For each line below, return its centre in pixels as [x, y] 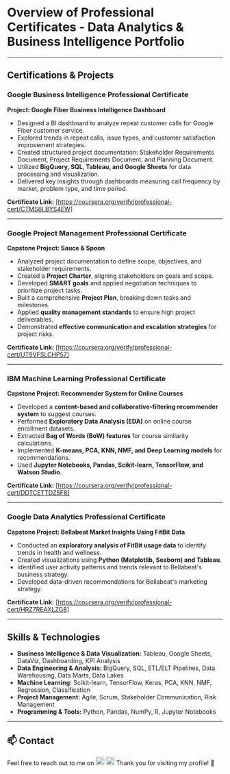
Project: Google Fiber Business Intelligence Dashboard [87, 109]
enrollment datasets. [46, 428]
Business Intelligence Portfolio [96, 42]
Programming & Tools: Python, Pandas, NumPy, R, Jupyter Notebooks [116, 712]
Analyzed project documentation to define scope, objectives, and [109, 261]
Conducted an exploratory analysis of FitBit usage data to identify [112, 545]
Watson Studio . [39, 472]
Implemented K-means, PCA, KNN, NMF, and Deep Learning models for [119, 450]
